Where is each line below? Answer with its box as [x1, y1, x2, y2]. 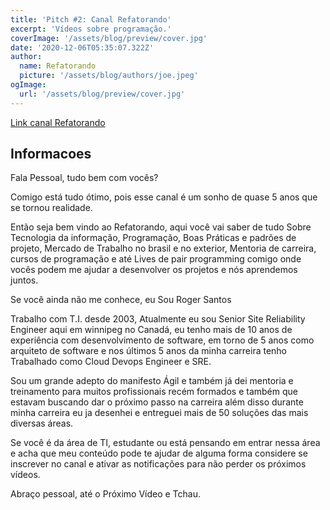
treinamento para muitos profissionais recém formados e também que [10, 386, 298, 398]
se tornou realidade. [10, 202, 93, 214]
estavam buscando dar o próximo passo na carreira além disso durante [10, 396, 304, 408]
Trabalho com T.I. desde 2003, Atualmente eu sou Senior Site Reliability [10, 313, 306, 325]
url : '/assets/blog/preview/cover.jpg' [19, 89, 186, 99]
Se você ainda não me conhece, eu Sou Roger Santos [10, 294, 232, 306]
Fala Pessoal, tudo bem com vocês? [10, 172, 159, 184]
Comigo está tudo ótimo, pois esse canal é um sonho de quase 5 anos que [10, 191, 318, 203]
